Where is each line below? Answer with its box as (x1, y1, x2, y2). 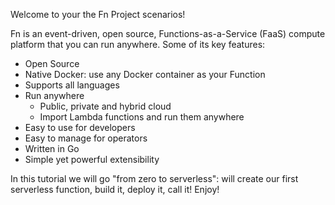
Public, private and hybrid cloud (39, 100, 172, 112)
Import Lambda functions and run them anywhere (39, 111, 245, 123)
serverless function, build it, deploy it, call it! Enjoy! (10, 184, 220, 195)
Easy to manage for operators (24, 132, 148, 144)
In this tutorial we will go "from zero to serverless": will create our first (10, 173, 299, 184)
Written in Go (24, 143, 80, 154)
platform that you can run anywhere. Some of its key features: (10, 39, 266, 50)
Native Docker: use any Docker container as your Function (24, 69, 266, 80)
